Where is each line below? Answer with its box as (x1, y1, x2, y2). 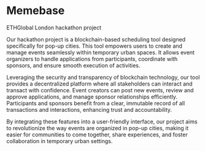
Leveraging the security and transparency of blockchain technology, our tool (6, 73, 200, 81)
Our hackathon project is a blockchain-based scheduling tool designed (6, 35, 186, 43)
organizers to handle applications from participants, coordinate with (6, 55, 178, 62)
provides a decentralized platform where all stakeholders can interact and (6, 80, 193, 87)
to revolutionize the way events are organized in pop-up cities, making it (6, 124, 189, 131)
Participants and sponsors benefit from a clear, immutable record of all (6, 99, 185, 107)
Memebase (6, 4, 65, 18)
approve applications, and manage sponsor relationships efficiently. (6, 93, 178, 100)
